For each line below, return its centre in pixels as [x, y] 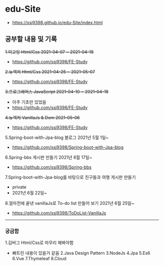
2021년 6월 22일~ [30, 193]
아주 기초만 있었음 [29, 102]
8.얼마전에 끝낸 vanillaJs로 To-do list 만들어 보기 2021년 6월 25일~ [70, 203]
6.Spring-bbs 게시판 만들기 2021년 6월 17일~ [49, 157]
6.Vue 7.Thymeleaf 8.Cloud [39, 259]
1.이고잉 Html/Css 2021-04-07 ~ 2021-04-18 [49, 52]
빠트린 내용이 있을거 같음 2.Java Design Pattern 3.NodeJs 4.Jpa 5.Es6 [81, 253]
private [19, 187]
